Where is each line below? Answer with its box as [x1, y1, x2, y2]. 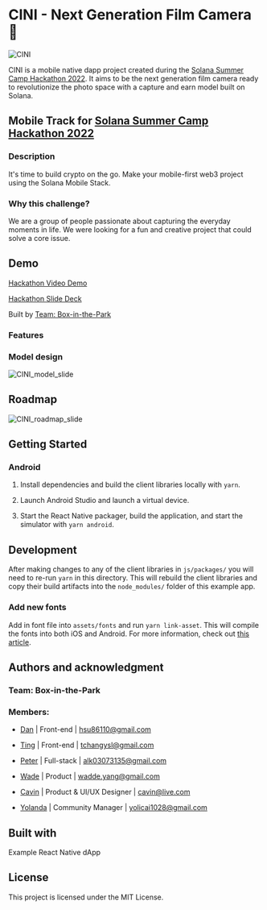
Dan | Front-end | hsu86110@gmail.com [19, 725, 151, 734]
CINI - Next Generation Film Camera [8, 6, 252, 24]
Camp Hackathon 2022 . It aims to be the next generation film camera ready [8, 73, 259, 83]
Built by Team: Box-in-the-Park [8, 309, 111, 319]
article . [8, 637, 31, 646]
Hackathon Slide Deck [8, 293, 82, 303]
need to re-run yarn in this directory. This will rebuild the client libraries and [8, 573, 257, 583]
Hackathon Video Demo [8, 278, 88, 288]
